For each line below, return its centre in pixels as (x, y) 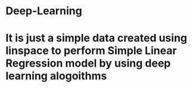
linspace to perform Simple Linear (91, 51)
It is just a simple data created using (96, 38)
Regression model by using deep (88, 63)
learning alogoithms (56, 76)
